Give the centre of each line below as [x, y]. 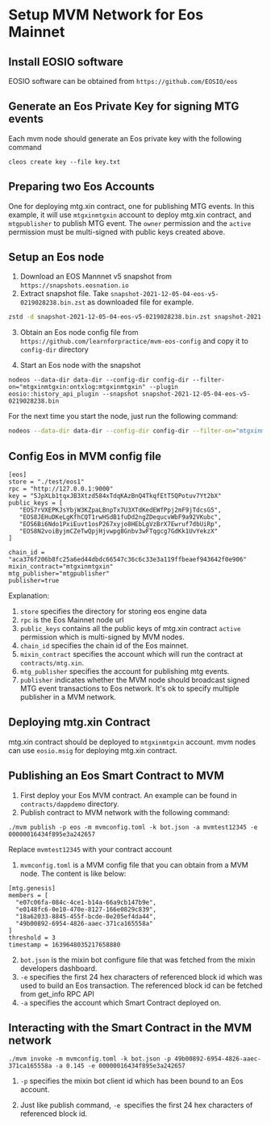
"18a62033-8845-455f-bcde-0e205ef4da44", [86, 916]
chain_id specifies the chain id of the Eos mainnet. [104, 646]
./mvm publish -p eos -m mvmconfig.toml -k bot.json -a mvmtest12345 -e [133, 827]
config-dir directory [54, 349]
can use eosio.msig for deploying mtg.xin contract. [93, 750]
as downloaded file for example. [141, 302]
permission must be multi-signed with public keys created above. [117, 232]
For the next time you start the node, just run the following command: [123, 416]
